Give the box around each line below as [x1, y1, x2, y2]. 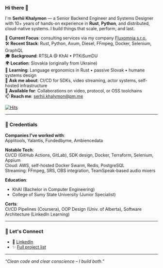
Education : [5, 177, 28, 183]
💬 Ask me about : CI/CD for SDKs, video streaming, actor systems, [5, 78, 137, 84]
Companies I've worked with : [5, 132, 65, 138]
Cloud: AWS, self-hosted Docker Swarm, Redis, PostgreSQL [5, 162, 125, 168]
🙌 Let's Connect [5, 228, 44, 234]
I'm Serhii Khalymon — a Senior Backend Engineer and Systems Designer [5, 16, 154, 21]
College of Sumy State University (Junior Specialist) [12, 191, 116, 197]
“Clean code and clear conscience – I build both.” [5, 258, 105, 264]
